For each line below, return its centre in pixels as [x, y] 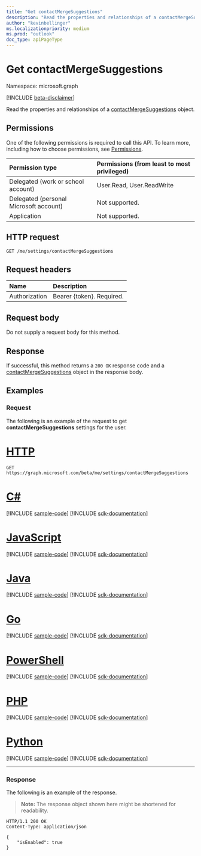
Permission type [33, 167]
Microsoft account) [36, 206]
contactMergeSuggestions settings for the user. [66, 427]
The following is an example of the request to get [67, 421]
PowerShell [35, 660]
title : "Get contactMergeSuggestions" [54, 12]
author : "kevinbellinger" [38, 23]
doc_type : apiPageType [34, 40]
